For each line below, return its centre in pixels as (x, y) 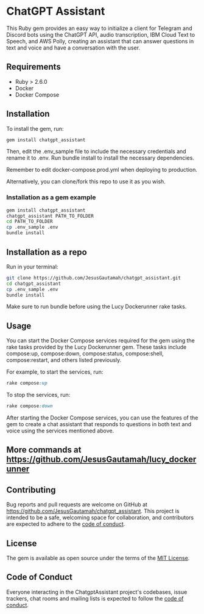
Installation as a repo (47, 252)
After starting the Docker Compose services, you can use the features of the (102, 418)
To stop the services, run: (38, 395)
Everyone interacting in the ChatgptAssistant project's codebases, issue (97, 592)
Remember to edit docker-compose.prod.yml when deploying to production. (102, 170)
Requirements (33, 67)
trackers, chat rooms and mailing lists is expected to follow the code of (95, 598)
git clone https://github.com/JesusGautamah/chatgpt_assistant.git (94, 278)
